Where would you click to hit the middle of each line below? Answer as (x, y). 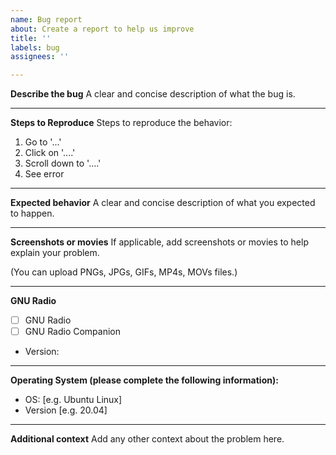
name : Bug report (46, 19)
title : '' (31, 38)
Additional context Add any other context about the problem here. (147, 439)
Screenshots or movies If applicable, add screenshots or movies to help (159, 242)
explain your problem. (55, 253)
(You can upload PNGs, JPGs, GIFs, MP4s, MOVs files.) (124, 272)
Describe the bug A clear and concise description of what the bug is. (153, 94)
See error (44, 174)
